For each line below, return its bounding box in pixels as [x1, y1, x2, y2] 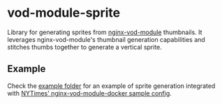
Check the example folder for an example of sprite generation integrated [7, 82, 216, 90]
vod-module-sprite [7, 5, 121, 21]
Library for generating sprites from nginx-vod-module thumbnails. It [7, 28, 202, 36]
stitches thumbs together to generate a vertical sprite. [7, 43, 163, 51]
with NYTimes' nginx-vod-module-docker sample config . [7, 89, 172, 97]
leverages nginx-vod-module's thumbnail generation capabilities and [7, 35, 206, 43]
